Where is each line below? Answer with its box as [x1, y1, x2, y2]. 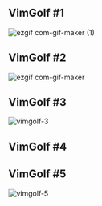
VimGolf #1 [8, 6, 64, 20]
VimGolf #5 [8, 168, 67, 181]
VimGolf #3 [8, 95, 67, 109]
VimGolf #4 [8, 139, 67, 153]
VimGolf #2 [8, 51, 67, 65]
